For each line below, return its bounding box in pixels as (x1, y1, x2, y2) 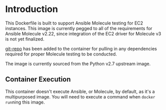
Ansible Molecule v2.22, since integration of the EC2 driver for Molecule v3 (5, 30, 161, 36)
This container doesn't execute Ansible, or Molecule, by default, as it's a (5, 88, 155, 94)
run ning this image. (5, 99, 45, 105)
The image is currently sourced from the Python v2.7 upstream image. (5, 60, 151, 66)
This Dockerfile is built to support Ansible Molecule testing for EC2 (5, 20, 143, 26)
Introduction (5, 3, 58, 15)
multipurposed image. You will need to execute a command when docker (5, 93, 155, 99)
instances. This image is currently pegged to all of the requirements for (5, 25, 152, 31)
